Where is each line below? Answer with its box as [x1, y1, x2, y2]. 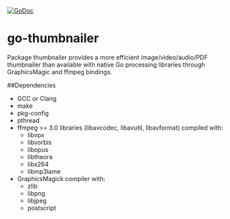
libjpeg [27, 196, 47, 205]
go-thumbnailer [7, 31, 100, 46]
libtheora [27, 152, 53, 161]
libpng [27, 189, 46, 197]
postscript [27, 203, 56, 212]
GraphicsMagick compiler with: [16, 174, 106, 183]
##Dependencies [7, 81, 56, 89]
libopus [27, 145, 49, 154]
